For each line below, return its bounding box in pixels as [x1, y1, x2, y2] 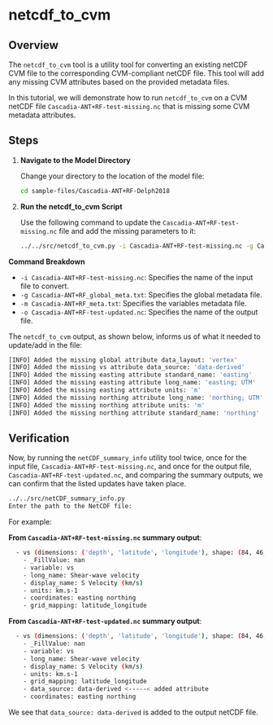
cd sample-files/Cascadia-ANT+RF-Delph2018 [19, 187, 171, 195]
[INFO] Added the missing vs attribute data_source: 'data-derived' [8, 363, 245, 371]
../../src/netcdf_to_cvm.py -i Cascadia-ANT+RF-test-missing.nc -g [19, 242, 254, 250]
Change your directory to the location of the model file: [19, 171, 205, 181]
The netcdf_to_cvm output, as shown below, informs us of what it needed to [8, 332, 262, 341]
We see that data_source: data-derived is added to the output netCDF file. [8, 707, 258, 717]
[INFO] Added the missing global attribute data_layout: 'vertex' [8, 356, 238, 364]
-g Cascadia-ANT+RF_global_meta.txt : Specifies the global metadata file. [19, 289, 262, 299]
